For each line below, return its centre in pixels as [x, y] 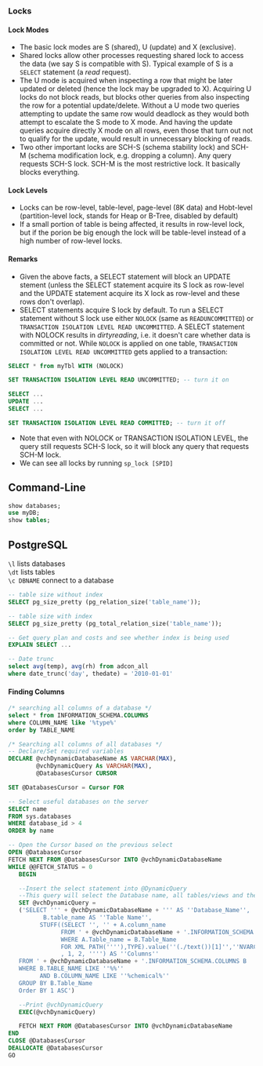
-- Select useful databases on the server [78, 801]
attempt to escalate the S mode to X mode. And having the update [126, 122]
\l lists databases [37, 564]
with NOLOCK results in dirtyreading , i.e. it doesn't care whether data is [135, 334]
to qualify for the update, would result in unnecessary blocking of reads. [136, 139]
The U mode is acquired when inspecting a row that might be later [126, 81]
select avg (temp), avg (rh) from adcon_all [78, 666]
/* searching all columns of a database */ [80, 708]
